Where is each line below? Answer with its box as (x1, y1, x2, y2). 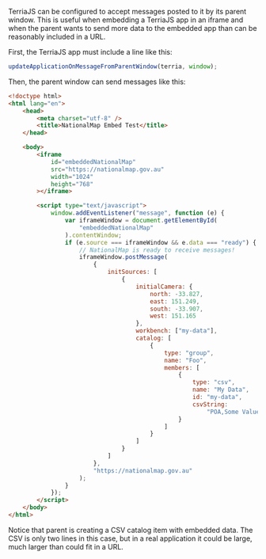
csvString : (192, 400, 228, 409)
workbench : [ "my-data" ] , (135, 327, 218, 335)
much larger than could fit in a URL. (8, 542, 124, 551)
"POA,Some (206, 408, 239, 416)
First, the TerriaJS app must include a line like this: (8, 48, 173, 56)
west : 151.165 (150, 312, 196, 320)
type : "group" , (164, 348, 215, 357)
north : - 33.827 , (150, 290, 203, 298)
